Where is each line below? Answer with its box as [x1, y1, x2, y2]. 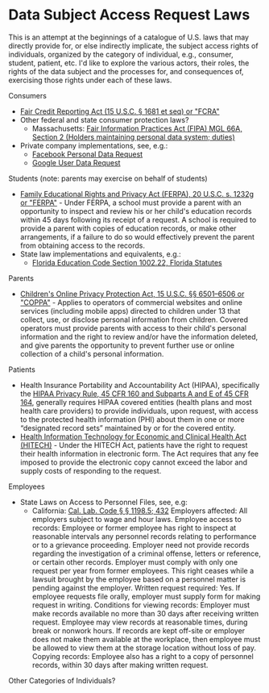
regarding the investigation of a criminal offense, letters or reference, [31, 549, 262, 558]
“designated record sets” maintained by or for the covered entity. [19, 423, 236, 432]
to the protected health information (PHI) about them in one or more [19, 414, 246, 424]
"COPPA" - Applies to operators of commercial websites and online [19, 297, 243, 307]
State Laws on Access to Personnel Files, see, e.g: [19, 497, 188, 507]
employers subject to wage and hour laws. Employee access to [31, 514, 242, 524]
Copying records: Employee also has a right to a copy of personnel [31, 651, 254, 661]
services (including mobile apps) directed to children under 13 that [19, 306, 241, 315]
